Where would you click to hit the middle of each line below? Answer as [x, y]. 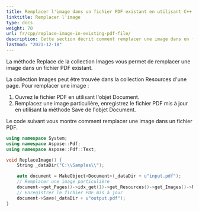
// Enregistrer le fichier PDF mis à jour [70, 192]
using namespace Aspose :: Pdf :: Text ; [51, 149]
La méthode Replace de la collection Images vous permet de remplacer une [98, 61]
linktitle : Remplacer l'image [44, 17]
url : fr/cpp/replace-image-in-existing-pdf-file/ [69, 34]
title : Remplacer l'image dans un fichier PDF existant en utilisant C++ [99, 12]
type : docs [20, 23]
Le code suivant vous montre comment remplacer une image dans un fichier [99, 121]
